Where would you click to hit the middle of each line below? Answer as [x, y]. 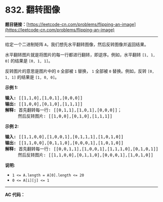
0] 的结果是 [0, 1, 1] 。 [29, 61]
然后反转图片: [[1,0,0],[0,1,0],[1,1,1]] [65, 116]
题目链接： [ [16, 24]
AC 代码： [15, 194]
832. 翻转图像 [33, 10]
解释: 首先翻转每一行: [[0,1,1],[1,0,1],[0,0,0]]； [64, 110]
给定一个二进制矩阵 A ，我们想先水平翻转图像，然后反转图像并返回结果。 [77, 44]
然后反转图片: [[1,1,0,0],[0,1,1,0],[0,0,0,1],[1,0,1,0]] [86, 155]
